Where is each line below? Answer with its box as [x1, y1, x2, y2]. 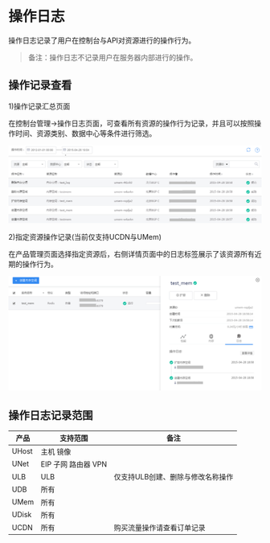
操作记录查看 [8, 78, 72, 93]
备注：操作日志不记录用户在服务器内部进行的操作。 [27, 52, 198, 62]
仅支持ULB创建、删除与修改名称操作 [113, 472, 234, 482]
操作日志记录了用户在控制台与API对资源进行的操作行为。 [8, 35, 196, 45]
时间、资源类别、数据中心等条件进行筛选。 [14, 128, 157, 138]
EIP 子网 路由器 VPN [40, 459, 108, 469]
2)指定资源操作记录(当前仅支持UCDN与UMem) [8, 232, 162, 241]
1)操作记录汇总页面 [8, 101, 71, 111]
